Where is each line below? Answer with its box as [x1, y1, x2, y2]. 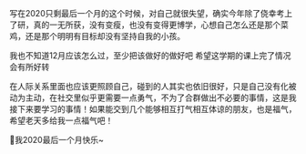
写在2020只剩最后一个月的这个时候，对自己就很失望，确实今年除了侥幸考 [9, 8, 285, 18]
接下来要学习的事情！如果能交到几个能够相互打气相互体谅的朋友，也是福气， [9, 104, 297, 114]
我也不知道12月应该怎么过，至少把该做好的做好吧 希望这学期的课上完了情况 [9, 50, 291, 61]
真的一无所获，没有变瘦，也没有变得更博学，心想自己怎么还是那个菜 [33, 19, 289, 30]
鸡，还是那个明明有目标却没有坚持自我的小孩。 [9, 31, 185, 41]
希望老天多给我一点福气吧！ [9, 115, 114, 126]
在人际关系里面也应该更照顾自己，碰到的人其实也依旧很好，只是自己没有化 [9, 81, 289, 91]
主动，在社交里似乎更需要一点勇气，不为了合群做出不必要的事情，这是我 [25, 92, 297, 103]
